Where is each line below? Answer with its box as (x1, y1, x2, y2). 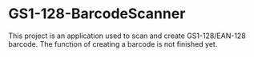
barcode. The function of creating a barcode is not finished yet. (8, 39, 218, 48)
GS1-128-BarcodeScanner (8, 5, 186, 23)
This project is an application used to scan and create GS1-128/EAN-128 (8, 31, 246, 40)
